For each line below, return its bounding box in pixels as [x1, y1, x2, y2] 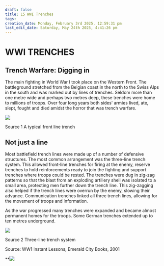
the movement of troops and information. [5, 198, 88, 204]
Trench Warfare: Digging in [5, 66, 90, 74]
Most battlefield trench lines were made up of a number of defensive [5, 151, 144, 157]
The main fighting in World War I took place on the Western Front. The [5, 79, 147, 85]
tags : [5, 16, 16, 21]
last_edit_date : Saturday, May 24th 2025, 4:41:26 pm [5, 26, 118, 30]
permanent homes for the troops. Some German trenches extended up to [5, 213, 153, 218]
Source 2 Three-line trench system [5, 237, 76, 242]
